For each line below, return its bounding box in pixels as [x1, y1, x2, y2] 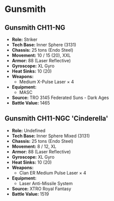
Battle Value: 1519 [11, 191, 49, 197]
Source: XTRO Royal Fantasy [11, 186, 71, 192]
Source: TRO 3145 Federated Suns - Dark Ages [11, 95, 110, 100]
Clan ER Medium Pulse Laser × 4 [19, 170, 86, 176]
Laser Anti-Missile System [19, 180, 73, 186]
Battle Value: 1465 [11, 100, 50, 105]
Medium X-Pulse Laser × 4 [19, 79, 74, 85]
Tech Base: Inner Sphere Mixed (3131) [11, 133, 90, 139]
